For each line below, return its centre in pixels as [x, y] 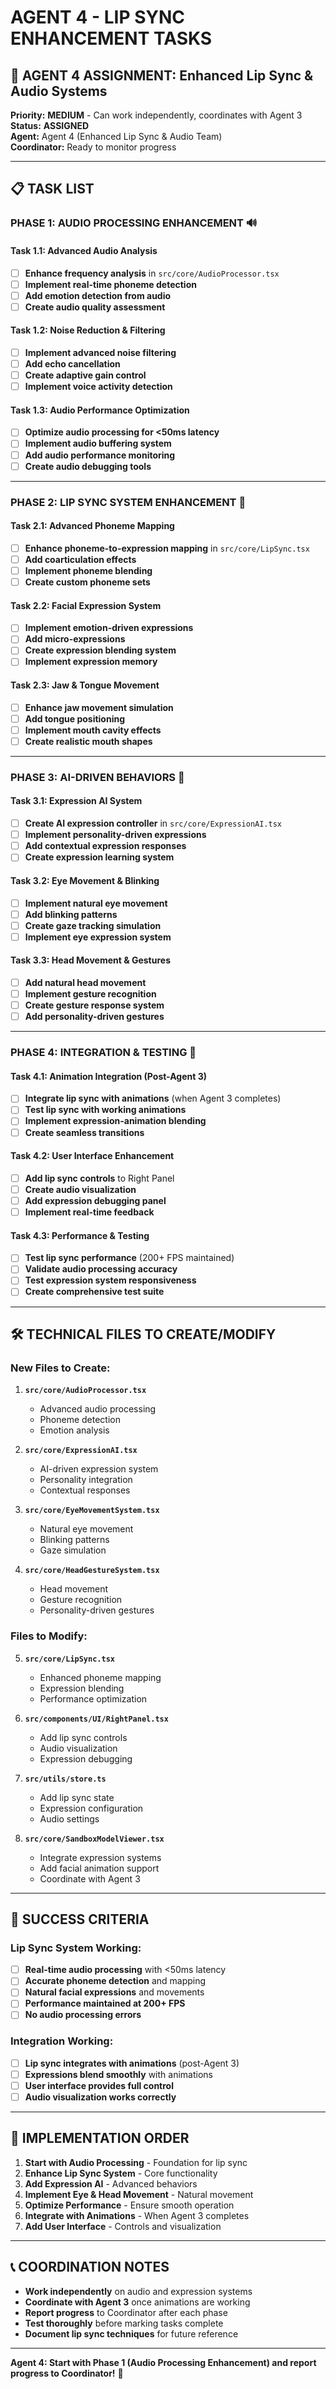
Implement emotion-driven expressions [109, 628]
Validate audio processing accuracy [101, 1269]
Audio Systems [59, 91]
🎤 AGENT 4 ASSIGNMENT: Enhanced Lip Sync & [162, 75]
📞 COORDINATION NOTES [90, 2267]
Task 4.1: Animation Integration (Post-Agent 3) [108, 1076]
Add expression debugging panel [95, 1200]
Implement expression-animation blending [115, 1121]
